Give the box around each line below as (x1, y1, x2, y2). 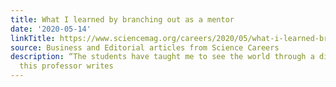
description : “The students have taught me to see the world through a (10, 52, 315, 62)
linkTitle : (10, 33, 56, 43)
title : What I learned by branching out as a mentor (10, 14, 235, 25)
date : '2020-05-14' (10, 24, 92, 34)
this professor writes (19, 61, 114, 71)
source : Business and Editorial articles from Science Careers (10, 42, 280, 53)
